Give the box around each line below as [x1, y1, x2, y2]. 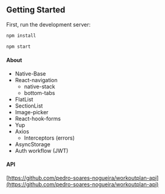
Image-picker [14, 108, 49, 115]
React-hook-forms [14, 115, 61, 122]
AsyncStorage [14, 140, 51, 147]
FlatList [14, 95, 34, 103]
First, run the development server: [6, 21, 91, 28]
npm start [6, 44, 31, 50]
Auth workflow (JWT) [14, 147, 69, 154]
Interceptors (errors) [23, 134, 75, 141]
